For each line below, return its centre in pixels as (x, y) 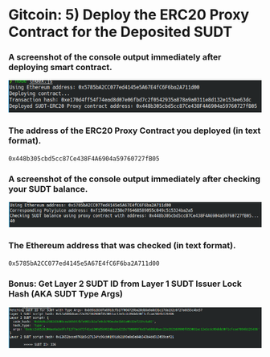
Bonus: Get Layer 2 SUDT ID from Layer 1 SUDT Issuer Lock (125, 284)
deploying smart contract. (60, 68)
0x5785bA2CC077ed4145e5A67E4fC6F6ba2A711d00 (84, 264)
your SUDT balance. (48, 189)
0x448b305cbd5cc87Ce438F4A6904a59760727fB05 (84, 159)
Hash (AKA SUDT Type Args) (65, 294)
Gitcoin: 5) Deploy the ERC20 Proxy (129, 15)
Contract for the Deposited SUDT (121, 32)
